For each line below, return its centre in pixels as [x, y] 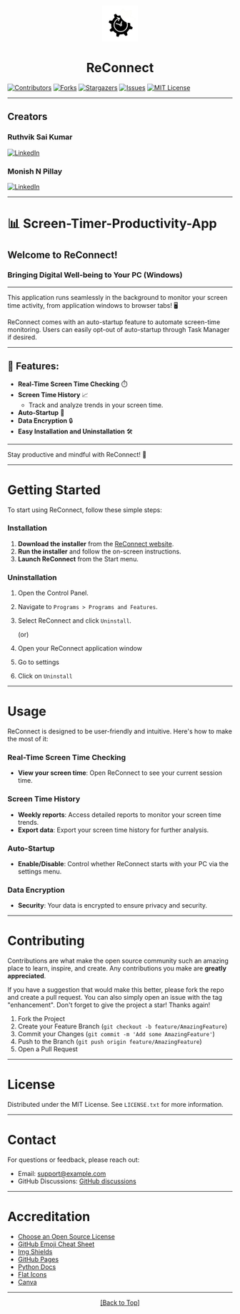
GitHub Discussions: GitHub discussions [77, 1181]
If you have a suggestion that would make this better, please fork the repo [116, 990]
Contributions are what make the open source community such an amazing [118, 961]
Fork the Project [41, 1019]
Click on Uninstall [45, 676]
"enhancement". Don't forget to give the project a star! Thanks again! [109, 1005]
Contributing [46, 941]
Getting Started [54, 490]
